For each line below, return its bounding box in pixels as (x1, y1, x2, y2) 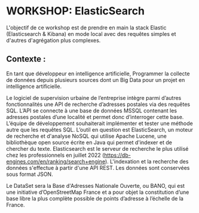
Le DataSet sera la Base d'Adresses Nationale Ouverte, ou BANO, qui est (6, 182, 185, 189)
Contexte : (6, 54, 46, 64)
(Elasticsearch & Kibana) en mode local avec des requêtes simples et (6, 30, 176, 37)
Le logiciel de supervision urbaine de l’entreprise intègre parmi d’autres (6, 94, 182, 101)
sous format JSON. (6, 171, 53, 178)
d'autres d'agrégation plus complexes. (6, 36, 101, 44)
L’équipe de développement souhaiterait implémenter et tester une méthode (6, 120, 193, 127)
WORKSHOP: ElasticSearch (6, 4, 145, 18)
